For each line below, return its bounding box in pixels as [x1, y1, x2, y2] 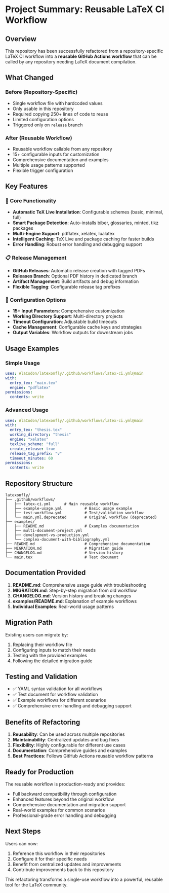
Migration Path [5, 618, 53, 627]
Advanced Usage [5, 407, 49, 414]
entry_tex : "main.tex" [10, 380, 58, 385]
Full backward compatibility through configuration [12, 791, 117, 797]
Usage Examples [5, 344, 59, 353]
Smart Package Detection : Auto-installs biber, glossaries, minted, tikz [12, 220, 159, 226]
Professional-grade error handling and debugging [12, 812, 116, 818]
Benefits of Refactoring [5, 718, 80, 726]
